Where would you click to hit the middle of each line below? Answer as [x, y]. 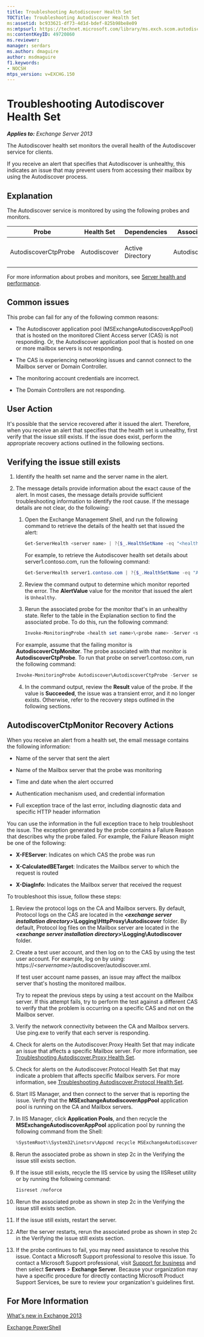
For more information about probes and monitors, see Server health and [97, 277]
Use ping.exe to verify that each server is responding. [83, 1033]
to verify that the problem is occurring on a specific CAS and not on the [105, 1008]
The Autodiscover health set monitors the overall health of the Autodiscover [101, 146]
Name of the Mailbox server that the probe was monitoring [89, 770]
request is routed [37, 873]
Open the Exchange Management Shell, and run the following [101, 519]
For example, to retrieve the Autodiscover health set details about [106, 555]
